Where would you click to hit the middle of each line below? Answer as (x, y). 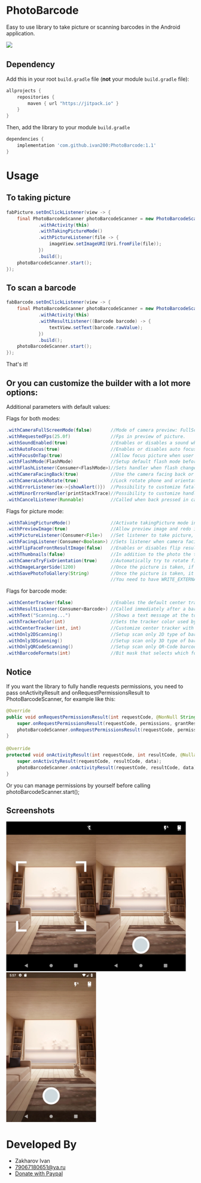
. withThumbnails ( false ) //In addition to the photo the (99, 554)
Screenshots (31, 810)
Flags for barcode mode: (36, 591)
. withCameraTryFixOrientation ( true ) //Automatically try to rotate (97, 560)
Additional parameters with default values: (58, 407)
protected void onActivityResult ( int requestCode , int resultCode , (92, 755)
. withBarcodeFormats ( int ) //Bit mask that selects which (97, 653)
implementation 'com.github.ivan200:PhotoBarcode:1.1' (87, 145)
